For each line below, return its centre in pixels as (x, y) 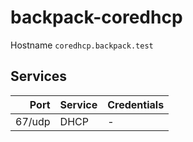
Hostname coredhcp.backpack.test (82, 45)
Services (39, 76)
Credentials (136, 104)
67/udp (33, 121)
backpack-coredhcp (96, 17)
